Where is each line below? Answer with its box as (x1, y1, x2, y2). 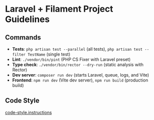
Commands (5, 33, 42, 41)
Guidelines (5, 14, 50, 25)
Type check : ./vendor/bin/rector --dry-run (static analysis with (12, 62, 144, 67)
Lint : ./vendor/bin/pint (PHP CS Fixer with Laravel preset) (12, 57, 131, 62)
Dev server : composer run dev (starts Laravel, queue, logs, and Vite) (12, 72, 149, 78)
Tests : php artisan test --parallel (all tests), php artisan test (12, 46, 143, 52)
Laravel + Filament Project (5, 3, 113, 15)
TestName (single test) (27, 51, 71, 57)
